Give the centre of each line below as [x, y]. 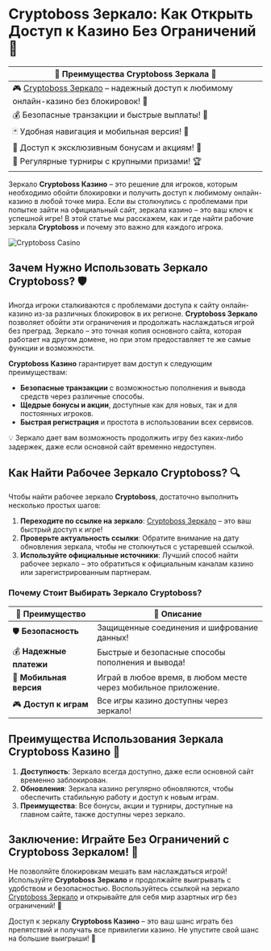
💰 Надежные [40, 651]
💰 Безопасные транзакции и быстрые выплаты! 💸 [110, 115]
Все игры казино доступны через [162, 700]
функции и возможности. [52, 348]
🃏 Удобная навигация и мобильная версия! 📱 [101, 131]
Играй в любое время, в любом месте [172, 677]
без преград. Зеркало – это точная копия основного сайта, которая [125, 331]
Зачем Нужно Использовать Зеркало [108, 268]
